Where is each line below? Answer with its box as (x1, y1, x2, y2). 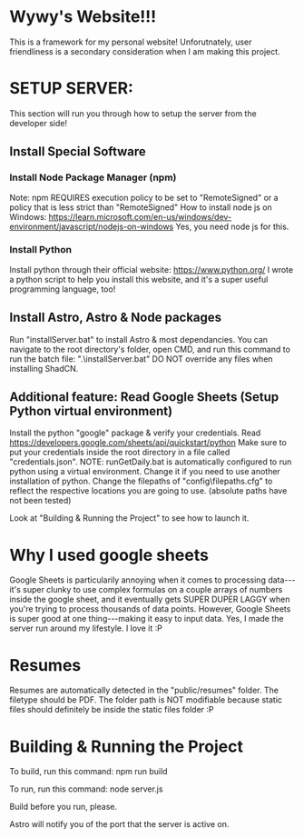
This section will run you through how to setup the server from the (9, 107, 257, 119)
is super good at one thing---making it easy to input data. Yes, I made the (9, 614, 284, 624)
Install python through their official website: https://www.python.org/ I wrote (9, 264, 293, 274)
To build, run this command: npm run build (9, 766, 168, 777)
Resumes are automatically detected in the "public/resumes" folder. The (9, 684, 279, 696)
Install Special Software (9, 144, 147, 160)
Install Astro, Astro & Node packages (9, 310, 222, 325)
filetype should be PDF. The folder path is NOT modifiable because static (9, 694, 283, 705)
